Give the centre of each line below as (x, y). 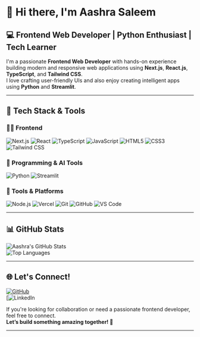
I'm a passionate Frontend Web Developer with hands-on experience (91, 61)
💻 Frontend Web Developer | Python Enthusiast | (99, 35)
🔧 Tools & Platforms (35, 191)
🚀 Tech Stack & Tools (46, 111)
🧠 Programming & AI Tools (45, 163)
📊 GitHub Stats (35, 229)
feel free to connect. (31, 316)
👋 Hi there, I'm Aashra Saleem (81, 12)
